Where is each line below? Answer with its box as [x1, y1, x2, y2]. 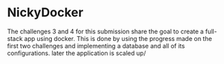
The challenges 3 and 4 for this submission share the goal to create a [7, 27, 204, 35]
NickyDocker [7, 5, 84, 20]
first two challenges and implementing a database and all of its [7, 42, 185, 50]
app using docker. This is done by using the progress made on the [23, 34, 212, 42]
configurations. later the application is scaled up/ [7, 49, 146, 57]
